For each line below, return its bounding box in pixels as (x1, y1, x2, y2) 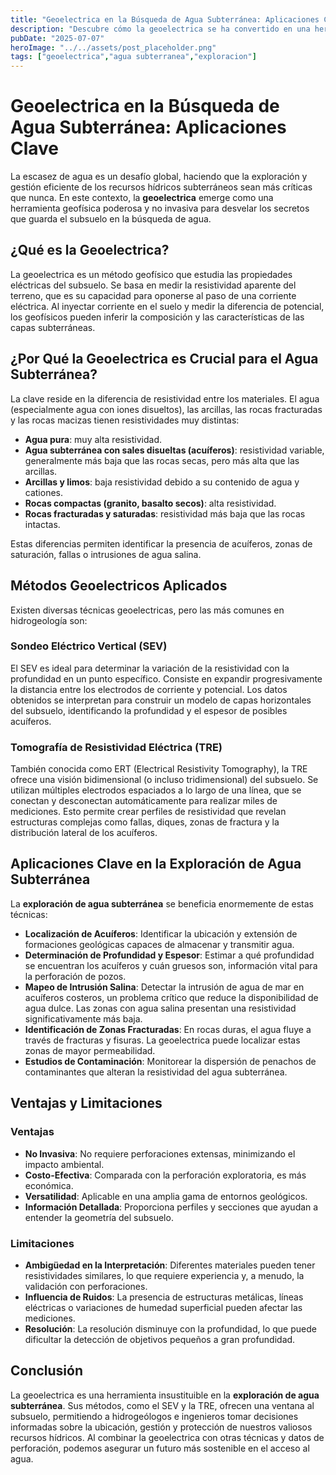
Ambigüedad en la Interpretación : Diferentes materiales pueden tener (24, 1259, 316, 1271)
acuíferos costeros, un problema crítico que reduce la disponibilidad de (24, 991, 319, 1003)
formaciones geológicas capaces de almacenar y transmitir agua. (24, 938, 295, 950)
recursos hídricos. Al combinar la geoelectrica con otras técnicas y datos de (10, 1431, 325, 1443)
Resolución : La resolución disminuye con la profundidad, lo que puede (24, 1322, 317, 1335)
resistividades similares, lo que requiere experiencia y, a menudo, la (24, 1269, 305, 1281)
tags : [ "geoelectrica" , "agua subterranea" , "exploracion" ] (10, 52, 257, 62)
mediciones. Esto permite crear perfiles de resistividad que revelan (10, 806, 287, 818)
